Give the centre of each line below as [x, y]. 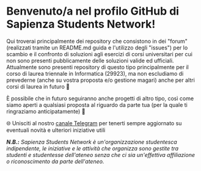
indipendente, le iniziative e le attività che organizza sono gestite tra [93, 148]
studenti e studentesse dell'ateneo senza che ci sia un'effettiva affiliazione [101, 155]
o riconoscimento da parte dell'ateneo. [55, 161]
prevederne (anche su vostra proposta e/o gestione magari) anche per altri [101, 80]
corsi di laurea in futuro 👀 [38, 86]
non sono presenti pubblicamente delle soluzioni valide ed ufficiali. [90, 60]
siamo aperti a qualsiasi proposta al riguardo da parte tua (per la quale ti [97, 104]
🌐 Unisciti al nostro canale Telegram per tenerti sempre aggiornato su [94, 123]
